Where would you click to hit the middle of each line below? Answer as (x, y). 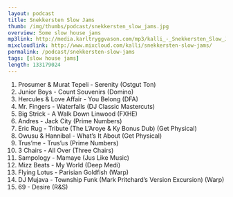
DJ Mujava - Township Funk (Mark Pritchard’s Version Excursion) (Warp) (121, 179)
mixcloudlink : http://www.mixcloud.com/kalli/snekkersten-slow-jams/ (110, 45)
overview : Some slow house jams (54, 33)
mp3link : (20, 39)
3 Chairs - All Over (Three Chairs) (66, 150)
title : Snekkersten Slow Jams (52, 20)
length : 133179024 (34, 65)
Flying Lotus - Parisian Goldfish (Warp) (73, 172)
